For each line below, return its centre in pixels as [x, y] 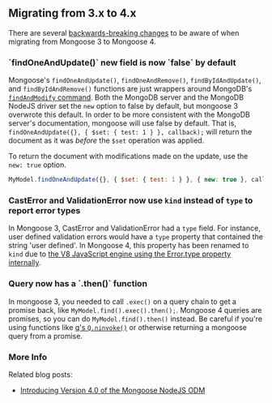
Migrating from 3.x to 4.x [72, 13]
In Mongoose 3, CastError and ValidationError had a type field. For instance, [134, 228]
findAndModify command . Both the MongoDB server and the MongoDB [126, 97]
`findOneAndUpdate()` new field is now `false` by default [122, 62]
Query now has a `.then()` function [78, 284]
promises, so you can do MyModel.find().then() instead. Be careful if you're [136, 319]
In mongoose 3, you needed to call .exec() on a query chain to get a [123, 301]
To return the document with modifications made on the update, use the [128, 156]
